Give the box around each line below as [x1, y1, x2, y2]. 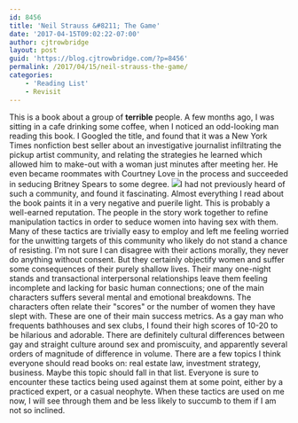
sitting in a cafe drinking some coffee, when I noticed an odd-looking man [9, 121, 279, 131]
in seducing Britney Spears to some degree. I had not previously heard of [9, 178, 286, 189]
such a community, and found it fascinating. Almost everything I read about [9, 188, 284, 199]
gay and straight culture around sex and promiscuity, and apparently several [9, 339, 288, 349]
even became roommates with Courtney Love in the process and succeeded [9, 168, 288, 178]
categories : [9, 71, 53, 80]
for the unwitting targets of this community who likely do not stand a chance [9, 235, 288, 246]
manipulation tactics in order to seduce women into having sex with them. [9, 216, 278, 227]
